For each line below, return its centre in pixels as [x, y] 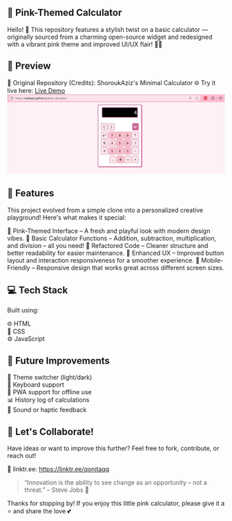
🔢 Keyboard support [36, 385]
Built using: [23, 310]
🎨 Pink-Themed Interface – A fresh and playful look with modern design [109, 231]
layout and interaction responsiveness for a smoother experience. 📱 [104, 260]
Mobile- [212, 260]
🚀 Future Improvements [59, 361]
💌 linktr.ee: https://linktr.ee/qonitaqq [58, 469]
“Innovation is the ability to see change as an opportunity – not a [115, 482]
